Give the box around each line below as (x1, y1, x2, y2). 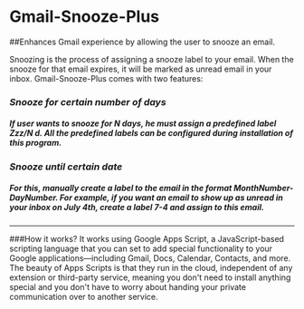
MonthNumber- (233, 183, 294, 194)
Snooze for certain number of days (9, 95, 166, 108)
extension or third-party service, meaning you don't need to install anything (9, 272, 291, 283)
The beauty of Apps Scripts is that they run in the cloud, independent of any (9, 262, 293, 273)
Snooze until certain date (9, 160, 123, 173)
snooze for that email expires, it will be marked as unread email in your (9, 63, 272, 74)
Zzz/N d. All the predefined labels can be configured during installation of (9, 128, 294, 139)
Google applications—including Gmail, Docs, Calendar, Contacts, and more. (9, 252, 291, 264)
